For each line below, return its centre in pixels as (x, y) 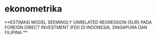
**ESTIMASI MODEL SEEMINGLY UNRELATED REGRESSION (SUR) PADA (78, 22)
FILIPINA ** (16, 32)
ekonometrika (33, 9)
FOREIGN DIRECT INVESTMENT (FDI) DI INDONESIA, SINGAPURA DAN (76, 27)
